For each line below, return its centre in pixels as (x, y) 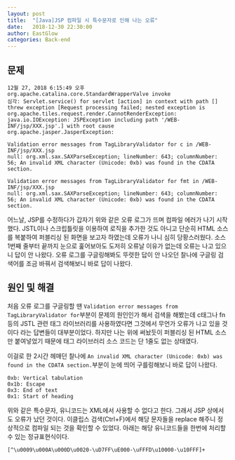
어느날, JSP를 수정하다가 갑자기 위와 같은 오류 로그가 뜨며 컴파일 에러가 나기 (111, 219)
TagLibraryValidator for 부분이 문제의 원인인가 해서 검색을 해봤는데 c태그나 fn (116, 314)
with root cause (90, 126)
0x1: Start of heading (40, 396)
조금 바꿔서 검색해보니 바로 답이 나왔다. (79, 263)
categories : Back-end (39, 40)
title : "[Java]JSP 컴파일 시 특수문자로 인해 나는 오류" (83, 20)
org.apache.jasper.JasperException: (61, 132)
